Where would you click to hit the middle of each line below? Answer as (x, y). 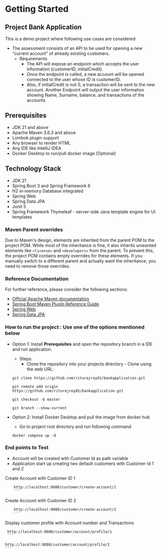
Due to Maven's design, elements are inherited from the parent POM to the (80, 240)
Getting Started (37, 9)
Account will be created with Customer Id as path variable (70, 458)
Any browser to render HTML (41, 143)
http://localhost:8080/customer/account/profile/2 (57, 544)
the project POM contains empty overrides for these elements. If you (74, 256)
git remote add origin (35, 387)
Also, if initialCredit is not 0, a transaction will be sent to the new (91, 85)
